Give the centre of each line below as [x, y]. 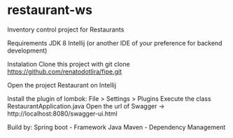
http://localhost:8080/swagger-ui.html [62, 113]
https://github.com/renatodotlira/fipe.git [65, 71]
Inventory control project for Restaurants [66, 29]
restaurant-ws [50, 10]
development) [27, 50]
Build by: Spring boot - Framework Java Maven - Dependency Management [116, 127]
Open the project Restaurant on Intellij [62, 85]
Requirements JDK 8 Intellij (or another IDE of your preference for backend [115, 43]
